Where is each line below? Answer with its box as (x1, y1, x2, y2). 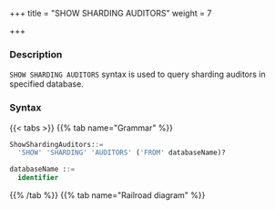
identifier (17, 173, 59, 183)
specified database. (9, 79, 84, 89)
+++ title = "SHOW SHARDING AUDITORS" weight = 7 (9, 8, 212, 18)
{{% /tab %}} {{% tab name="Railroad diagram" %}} (9, 190, 206, 201)
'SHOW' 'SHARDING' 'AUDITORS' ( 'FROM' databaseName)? (17, 148, 226, 158)
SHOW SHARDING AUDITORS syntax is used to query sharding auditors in (9, 68, 266, 80)
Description (9, 47, 63, 60)
